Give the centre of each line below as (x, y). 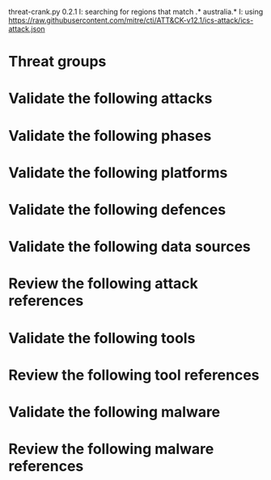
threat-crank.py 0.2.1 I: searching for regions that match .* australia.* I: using (136, 12)
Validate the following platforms (118, 172)
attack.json (27, 29)
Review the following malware (111, 449)
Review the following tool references (134, 375)
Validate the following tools (102, 338)
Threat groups (57, 62)
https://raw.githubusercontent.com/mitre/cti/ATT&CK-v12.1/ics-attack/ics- (131, 20)
